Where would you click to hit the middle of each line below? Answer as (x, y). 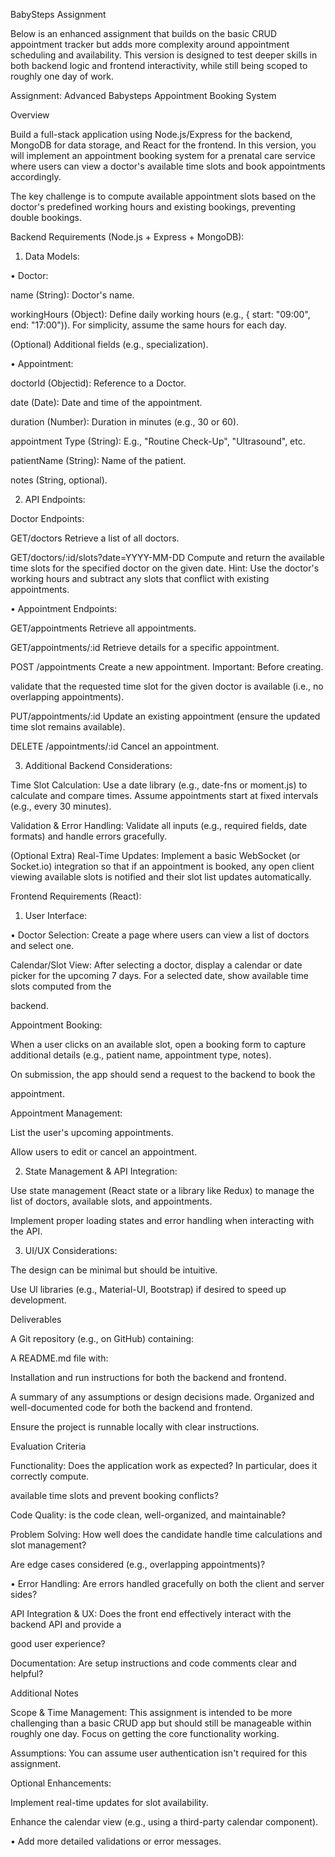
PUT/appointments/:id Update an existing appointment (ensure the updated (165, 716)
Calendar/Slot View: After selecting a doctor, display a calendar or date (156, 965)
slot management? (48, 1545)
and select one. (42, 945)
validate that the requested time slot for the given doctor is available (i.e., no (167, 686)
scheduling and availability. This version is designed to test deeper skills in (164, 55)
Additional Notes (44, 1693)
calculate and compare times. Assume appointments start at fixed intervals (164, 795)
